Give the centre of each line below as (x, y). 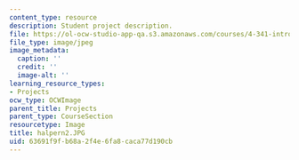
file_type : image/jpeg (51, 42)
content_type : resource (53, 17)
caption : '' (40, 59)
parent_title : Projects (53, 108)
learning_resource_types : (57, 84)
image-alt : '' (43, 76)
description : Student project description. (91, 26)
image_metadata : (39, 51)
